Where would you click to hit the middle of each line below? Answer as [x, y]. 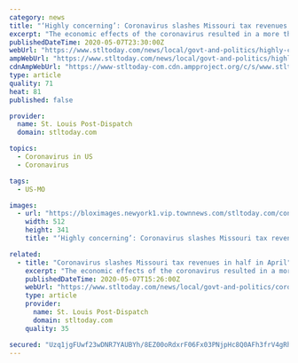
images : [24, 205]
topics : [24, 149]
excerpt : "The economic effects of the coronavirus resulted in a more [144, 34]
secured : [25, 344]
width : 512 [45, 222]
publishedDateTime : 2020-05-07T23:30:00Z [87, 42]
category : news [37, 17]
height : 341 [47, 230]
